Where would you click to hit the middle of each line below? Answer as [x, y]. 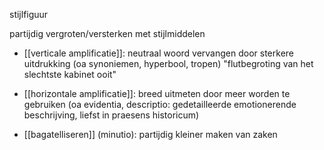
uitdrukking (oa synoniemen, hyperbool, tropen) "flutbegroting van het [168, 63]
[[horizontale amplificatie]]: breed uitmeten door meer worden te [157, 93]
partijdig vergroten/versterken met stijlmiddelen [107, 33]
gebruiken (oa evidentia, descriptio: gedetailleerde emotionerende [160, 104]
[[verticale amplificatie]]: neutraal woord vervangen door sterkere [158, 53]
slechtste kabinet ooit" [70, 74]
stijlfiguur [29, 14]
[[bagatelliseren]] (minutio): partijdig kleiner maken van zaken [150, 134]
